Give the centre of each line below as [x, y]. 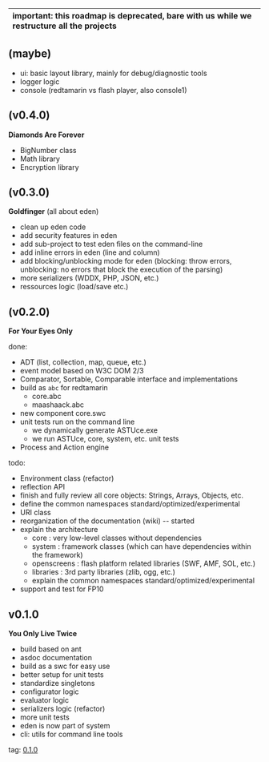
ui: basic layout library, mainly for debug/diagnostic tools [113, 73]
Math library [40, 159]
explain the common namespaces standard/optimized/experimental [143, 581]
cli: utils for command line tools [71, 734]
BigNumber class [48, 150]
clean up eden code [53, 227]
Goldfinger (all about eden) [54, 212]
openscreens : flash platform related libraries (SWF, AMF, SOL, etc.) [144, 563]
